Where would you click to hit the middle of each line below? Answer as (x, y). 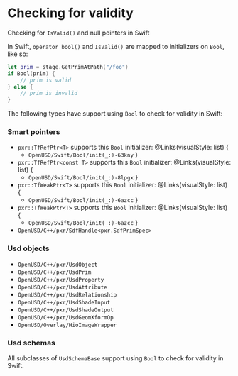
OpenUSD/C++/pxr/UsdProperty (61, 280)
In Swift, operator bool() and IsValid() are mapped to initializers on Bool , (116, 46)
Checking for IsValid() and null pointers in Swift (79, 33)
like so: (18, 54)
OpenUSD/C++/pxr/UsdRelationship (67, 295)
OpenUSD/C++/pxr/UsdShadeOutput (65, 310)
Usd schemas (31, 343)
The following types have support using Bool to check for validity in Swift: (115, 114)
